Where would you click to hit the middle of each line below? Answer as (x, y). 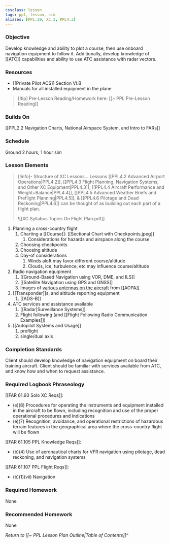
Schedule (17, 141)
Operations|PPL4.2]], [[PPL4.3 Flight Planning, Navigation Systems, (88, 182)
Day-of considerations (43, 255)
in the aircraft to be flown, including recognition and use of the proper (86, 411)
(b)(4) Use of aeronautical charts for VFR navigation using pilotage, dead (89, 452)
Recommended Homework (39, 514)
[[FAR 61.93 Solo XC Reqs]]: (34, 395)
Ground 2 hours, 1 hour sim (33, 152)
